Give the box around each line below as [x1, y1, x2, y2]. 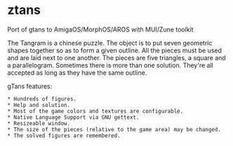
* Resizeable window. [7, 119, 71, 127]
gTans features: [7, 82, 53, 90]
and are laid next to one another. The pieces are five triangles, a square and [7, 53, 226, 61]
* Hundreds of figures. [7, 95, 77, 103]
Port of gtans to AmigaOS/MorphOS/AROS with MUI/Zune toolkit [7, 25, 194, 34]
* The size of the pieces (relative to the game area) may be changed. [7, 126, 221, 133]
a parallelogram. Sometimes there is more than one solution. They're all [7, 61, 214, 69]
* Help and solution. [7, 101, 71, 108]
